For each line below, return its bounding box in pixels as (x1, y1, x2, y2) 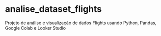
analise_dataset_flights (5, 3, 102, 15)
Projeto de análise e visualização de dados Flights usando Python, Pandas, (5, 20, 157, 26)
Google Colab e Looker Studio (5, 25, 66, 31)
